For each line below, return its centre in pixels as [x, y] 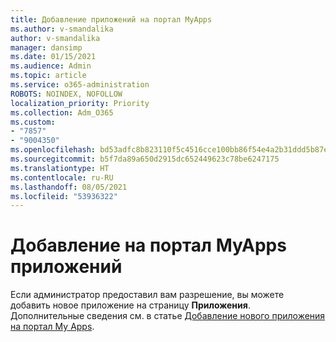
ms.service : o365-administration [80, 85]
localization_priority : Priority [80, 103]
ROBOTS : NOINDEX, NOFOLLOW [66, 94]
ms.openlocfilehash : [53, 150]
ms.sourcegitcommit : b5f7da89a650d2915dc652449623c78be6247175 [145, 159]
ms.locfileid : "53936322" [64, 196]
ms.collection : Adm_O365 [62, 112]
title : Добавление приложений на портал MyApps [111, 19]
